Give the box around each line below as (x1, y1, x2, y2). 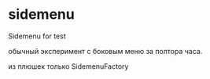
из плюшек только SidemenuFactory (8, 61, 129, 71)
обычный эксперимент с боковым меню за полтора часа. (8, 46, 203, 56)
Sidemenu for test (8, 31, 66, 41)
